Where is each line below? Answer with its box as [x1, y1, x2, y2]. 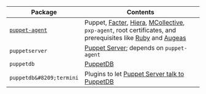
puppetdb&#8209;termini [9, 74, 79, 81]
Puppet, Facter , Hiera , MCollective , [85, 18, 185, 26]
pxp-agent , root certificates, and [85, 26, 177, 34]
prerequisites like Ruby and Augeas [85, 34, 186, 42]
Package [31, 8, 57, 16]
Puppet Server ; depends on [85, 44, 164, 52]
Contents [126, 8, 154, 16]
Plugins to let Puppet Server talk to [85, 70, 185, 78]
